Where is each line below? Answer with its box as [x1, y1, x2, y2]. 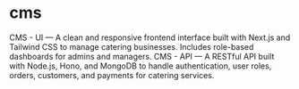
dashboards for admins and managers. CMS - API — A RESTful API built [9, 51, 275, 61]
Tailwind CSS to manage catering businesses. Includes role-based [9, 41, 254, 52]
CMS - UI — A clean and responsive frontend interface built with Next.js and [9, 32, 291, 43]
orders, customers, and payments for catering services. [9, 69, 215, 80]
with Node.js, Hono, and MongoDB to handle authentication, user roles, [9, 61, 272, 71]
